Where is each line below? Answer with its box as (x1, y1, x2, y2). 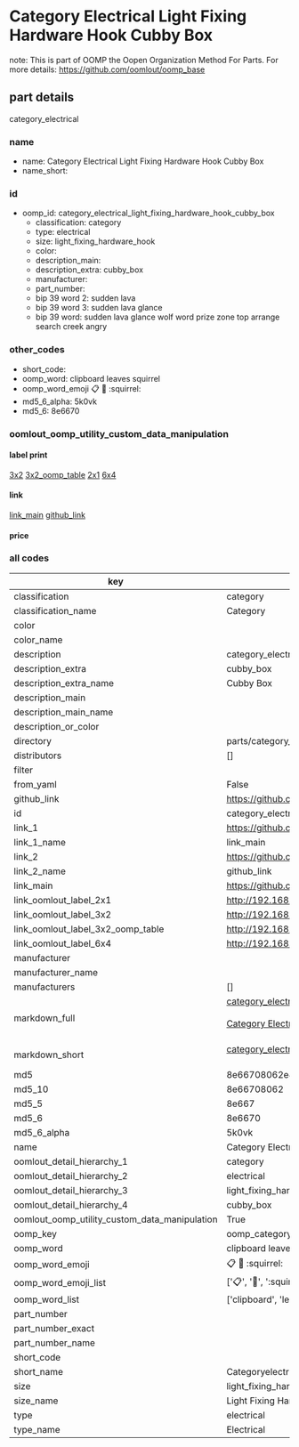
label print (9, 449, 48, 460)
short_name (13, 1365, 64, 1378)
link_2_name (13, 865, 67, 877)
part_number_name (13, 1337, 95, 1349)
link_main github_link (9, 509, 86, 520)
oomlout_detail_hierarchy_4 (13, 1199, 128, 1211)
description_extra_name (13, 676, 114, 689)
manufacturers (13, 981, 76, 993)
